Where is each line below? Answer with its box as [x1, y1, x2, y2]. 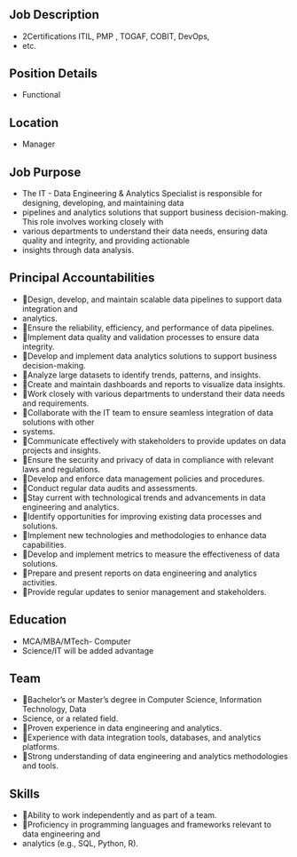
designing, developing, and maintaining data [21, 198, 184, 209]
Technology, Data [21, 704, 87, 715]
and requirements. [21, 398, 90, 409]
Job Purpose [9, 164, 82, 179]
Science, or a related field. [21, 713, 119, 724]
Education [9, 612, 67, 628]
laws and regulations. [21, 464, 100, 474]
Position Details [9, 66, 98, 81]
